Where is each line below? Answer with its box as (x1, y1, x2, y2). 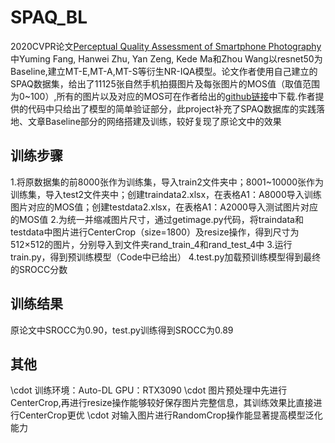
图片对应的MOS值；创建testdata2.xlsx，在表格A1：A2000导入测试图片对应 (10, 201, 318, 213)
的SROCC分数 (10, 263, 68, 275)
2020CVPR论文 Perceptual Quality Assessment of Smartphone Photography (10, 40, 322, 52)
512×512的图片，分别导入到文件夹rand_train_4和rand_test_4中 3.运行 (10, 238, 293, 250)
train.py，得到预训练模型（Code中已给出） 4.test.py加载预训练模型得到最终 (10, 251, 322, 263)
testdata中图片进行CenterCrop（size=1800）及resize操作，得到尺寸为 (10, 226, 300, 238)
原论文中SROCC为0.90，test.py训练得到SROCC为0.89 (10, 324, 234, 336)
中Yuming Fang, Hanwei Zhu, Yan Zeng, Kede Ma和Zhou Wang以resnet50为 (10, 52, 323, 65)
